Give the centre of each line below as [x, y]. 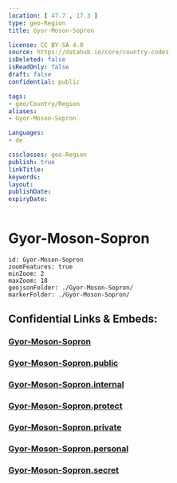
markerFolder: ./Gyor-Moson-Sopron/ [69, 295]
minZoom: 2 [26, 273]
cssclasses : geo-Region [48, 155]
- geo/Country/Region [44, 104]
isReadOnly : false [39, 67]
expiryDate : [28, 199]
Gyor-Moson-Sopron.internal [66, 385]
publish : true [32, 162]
